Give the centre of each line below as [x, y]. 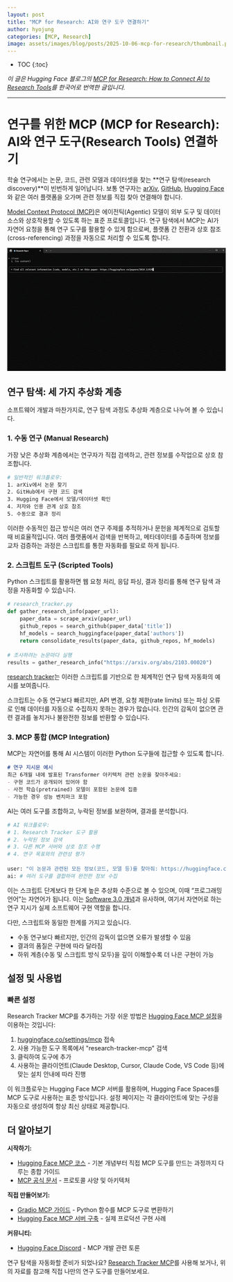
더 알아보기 [29, 1130]
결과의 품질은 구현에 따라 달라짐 [60, 946]
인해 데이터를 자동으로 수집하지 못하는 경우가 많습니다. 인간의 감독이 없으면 [115, 709]
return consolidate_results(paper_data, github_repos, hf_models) [118, 641]
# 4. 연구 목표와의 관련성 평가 [46, 854]
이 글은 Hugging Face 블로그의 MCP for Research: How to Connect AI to [109, 79]
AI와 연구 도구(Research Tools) [94, 142]
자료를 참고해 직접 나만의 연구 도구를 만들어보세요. [82, 1272]
